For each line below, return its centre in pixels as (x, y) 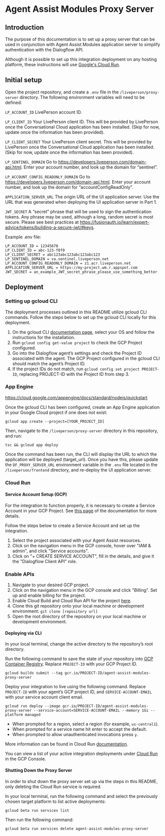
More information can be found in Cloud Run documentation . (67, 744)
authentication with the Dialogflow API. (44, 50)
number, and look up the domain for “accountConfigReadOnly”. (69, 187)
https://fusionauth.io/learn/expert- (114, 222)
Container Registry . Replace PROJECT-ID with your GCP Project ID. (71, 664)
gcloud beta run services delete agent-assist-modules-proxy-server (77, 829)
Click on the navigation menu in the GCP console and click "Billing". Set (85, 590)
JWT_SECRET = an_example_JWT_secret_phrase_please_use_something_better (81, 272)
